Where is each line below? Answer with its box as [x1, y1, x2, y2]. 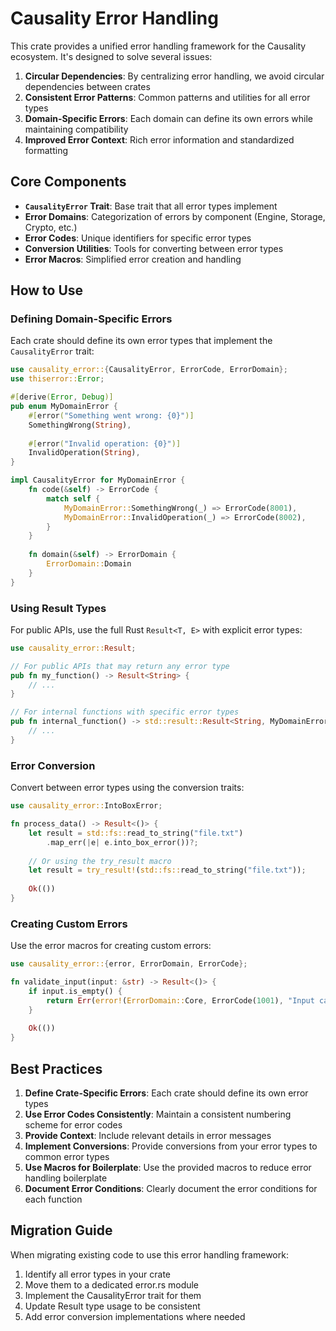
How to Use [10, 282, 84, 299]
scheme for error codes [24, 1119, 123, 1131]
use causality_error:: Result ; [10, 643, 137, 653]
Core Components [10, 173, 127, 191]
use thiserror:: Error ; [10, 374, 105, 384]
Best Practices [10, 1060, 103, 1077]
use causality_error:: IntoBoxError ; [10, 801, 163, 811]
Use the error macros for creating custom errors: [10, 940, 212, 952]
